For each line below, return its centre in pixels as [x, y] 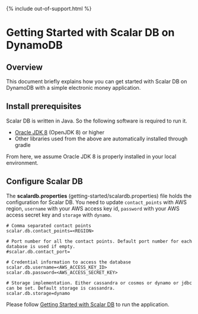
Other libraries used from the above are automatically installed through [101, 139]
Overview [25, 67]
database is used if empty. [41, 246]
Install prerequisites [44, 106]
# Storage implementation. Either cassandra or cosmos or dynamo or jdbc [99, 283]
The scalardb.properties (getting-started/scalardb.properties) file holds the [99, 196]
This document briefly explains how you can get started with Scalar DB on [97, 81]
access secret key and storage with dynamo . [59, 215]
